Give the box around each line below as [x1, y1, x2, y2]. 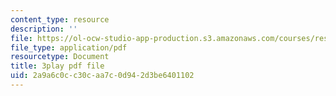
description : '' [10, 24, 78, 34]
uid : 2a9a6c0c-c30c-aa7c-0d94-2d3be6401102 [10, 71, 195, 81]
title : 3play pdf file [10, 61, 105, 71]
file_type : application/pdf [10, 42, 128, 53]
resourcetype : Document [10, 52, 110, 62]
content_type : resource [10, 14, 110, 25]
